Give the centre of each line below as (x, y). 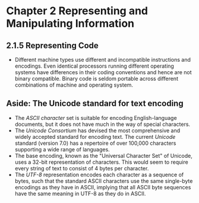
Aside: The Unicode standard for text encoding (95, 104)
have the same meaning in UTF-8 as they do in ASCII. (80, 194)
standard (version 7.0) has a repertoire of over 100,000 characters (95, 143)
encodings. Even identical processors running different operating (94, 66)
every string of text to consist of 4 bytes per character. (82, 168)
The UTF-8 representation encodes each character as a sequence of (99, 175)
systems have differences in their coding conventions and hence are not (103, 72)
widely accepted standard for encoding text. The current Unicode (95, 137)
